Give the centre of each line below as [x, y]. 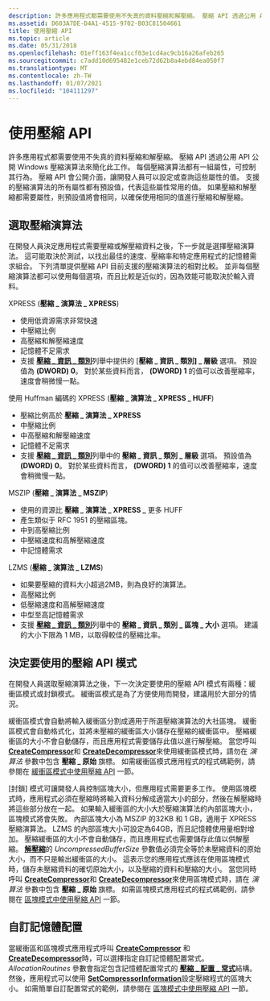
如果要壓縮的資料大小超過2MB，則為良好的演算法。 [105, 584]
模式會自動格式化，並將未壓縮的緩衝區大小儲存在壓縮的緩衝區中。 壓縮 [132, 731]
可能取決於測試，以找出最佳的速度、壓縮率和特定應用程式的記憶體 [140, 256]
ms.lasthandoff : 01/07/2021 [55, 83]
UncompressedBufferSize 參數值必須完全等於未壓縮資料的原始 [157, 849]
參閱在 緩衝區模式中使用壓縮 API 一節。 [74, 771]
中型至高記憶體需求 [52, 615]
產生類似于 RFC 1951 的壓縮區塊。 [76, 520]
